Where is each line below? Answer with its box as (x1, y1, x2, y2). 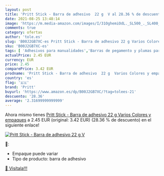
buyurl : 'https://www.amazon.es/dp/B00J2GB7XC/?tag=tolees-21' (5, 89, 137, 94)
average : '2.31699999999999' (5, 99, 64, 103)
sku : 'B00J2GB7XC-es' (5, 44, 49, 49)
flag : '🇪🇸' (5, 80, 29, 85)
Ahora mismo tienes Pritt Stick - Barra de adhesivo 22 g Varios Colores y (5, 112, 151, 118)
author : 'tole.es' (5, 35, 42, 40)
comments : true (5, 25, 36, 30)
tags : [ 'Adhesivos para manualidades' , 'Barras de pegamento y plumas (5, 48, 152, 53)
